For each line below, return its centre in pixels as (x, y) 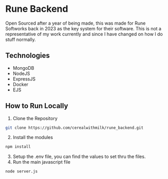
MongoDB (23, 68)
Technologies (28, 56)
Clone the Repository (35, 118)
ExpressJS (24, 79)
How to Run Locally (37, 106)
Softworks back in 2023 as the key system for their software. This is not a (83, 28)
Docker (21, 84)
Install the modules (33, 137)
